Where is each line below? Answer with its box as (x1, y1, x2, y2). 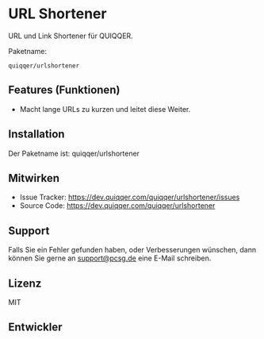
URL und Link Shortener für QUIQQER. (8, 31, 133, 40)
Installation (8, 128, 65, 141)
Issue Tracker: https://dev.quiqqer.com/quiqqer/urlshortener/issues (19, 192, 240, 202)
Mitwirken (8, 171, 60, 185)
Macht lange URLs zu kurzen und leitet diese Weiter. (19, 104, 191, 114)
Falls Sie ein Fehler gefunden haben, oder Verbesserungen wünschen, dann (8, 245, 257, 255)
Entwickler (8, 321, 63, 334)
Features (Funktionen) (8, 83, 121, 97)
